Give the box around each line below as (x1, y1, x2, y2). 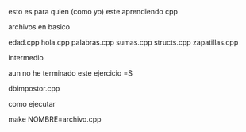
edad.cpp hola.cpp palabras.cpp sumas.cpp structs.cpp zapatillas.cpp (8, 37, 239, 47)
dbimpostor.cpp (8, 83, 60, 93)
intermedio (8, 53, 44, 62)
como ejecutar (8, 99, 56, 108)
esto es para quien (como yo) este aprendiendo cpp (8, 7, 179, 16)
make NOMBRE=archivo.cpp (8, 115, 102, 124)
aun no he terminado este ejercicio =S (8, 68, 133, 78)
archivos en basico (8, 22, 70, 31)
